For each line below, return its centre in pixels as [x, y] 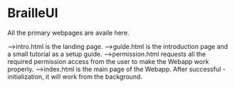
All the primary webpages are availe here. [68, 33]
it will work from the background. [94, 77]
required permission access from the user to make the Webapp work [108, 61]
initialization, [26, 77]
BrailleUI [33, 13]
